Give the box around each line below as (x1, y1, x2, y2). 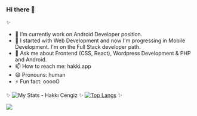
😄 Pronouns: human (14, 71, 66, 79)
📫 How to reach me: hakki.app (14, 62, 91, 70)
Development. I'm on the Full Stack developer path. (14, 43, 141, 51)
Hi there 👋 (6, 5, 36, 14)
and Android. (14, 56, 47, 63)
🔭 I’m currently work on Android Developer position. (14, 31, 143, 38)
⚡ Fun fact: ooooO (14, 78, 60, 85)
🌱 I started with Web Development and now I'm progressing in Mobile (14, 37, 186, 44)
